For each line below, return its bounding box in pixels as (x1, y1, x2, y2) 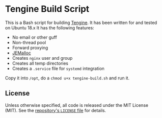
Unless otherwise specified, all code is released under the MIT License (5, 102, 149, 108)
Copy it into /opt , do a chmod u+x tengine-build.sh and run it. (5, 75, 130, 81)
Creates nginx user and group (12, 55, 73, 61)
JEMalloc (12, 50, 31, 56)
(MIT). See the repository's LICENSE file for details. (5, 107, 107, 113)
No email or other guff (12, 34, 57, 40)
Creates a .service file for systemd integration (12, 65, 105, 71)
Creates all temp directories (12, 60, 69, 66)
